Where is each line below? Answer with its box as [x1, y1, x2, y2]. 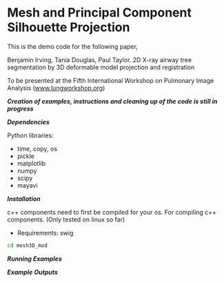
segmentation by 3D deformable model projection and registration [7, 63, 195, 71]
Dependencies [7, 117, 50, 126]
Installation [7, 195, 41, 203]
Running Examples [7, 254, 62, 263]
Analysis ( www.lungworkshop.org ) [7, 84, 105, 92]
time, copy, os [17, 144, 57, 153]
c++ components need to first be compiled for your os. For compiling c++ [7, 208, 217, 216]
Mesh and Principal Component [7, 5, 192, 21]
